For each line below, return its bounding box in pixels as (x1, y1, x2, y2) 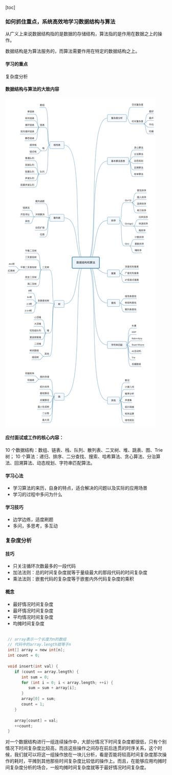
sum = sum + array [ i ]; (28, 686, 77, 691)
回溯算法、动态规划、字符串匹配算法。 (14, 459, 95, 466)
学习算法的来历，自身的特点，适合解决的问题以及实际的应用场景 (12, 485, 147, 491)
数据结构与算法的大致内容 (5, 86, 59, 92)
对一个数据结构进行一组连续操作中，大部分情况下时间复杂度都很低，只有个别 (5, 739, 167, 745)
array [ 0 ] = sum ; (21, 696, 56, 702)
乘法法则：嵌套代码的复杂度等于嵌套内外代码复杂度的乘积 (12, 576, 134, 582)
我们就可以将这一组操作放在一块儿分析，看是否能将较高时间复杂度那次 (14, 751, 162, 758)
